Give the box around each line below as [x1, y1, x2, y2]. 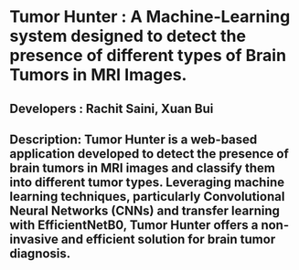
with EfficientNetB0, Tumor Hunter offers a [9, 217, 259, 233]
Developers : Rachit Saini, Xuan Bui [9, 100, 214, 116]
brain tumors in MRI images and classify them [9, 160, 276, 175]
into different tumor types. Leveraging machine [9, 174, 285, 190]
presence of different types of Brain [9, 46, 286, 66]
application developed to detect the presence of [9, 146, 290, 161]
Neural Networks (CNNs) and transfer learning [9, 202, 281, 218]
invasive [9, 231, 59, 247]
